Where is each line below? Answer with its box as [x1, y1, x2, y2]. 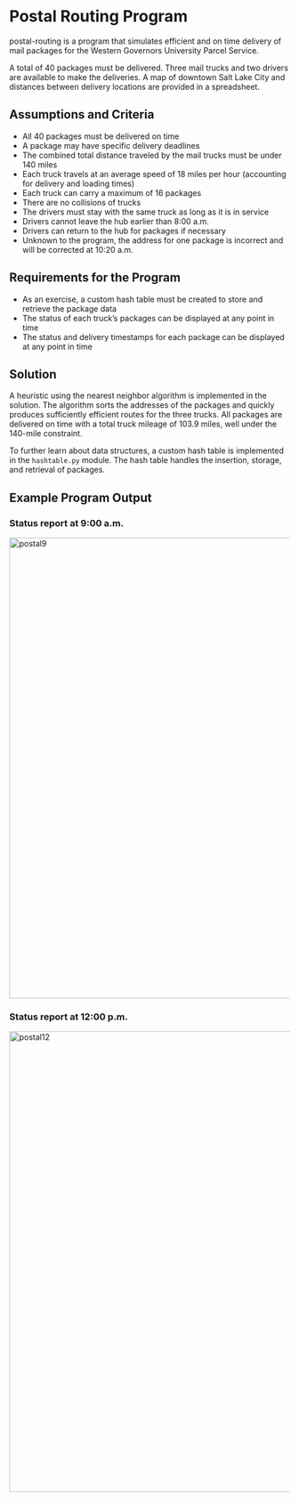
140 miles [21, 158, 58, 170]
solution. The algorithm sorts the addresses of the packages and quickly [9, 400, 275, 410]
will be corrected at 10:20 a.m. [21, 244, 133, 255]
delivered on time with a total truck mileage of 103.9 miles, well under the [9, 418, 278, 429]
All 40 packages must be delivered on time [21, 131, 180, 142]
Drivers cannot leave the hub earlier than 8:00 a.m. [21, 215, 209, 226]
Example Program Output [9, 490, 152, 505]
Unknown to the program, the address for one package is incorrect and [21, 234, 284, 246]
